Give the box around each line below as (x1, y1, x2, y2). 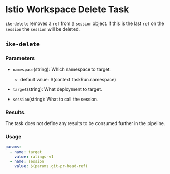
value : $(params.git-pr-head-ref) (14, 163, 88, 169)
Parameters (5, 55, 35, 62)
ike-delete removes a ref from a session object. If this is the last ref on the (5, 20, 164, 27)
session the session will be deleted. (5, 26, 80, 32)
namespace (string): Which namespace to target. (12, 66, 111, 72)
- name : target (10, 150, 42, 155)
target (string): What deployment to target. (12, 86, 102, 92)
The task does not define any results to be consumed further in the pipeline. (5, 120, 165, 126)
